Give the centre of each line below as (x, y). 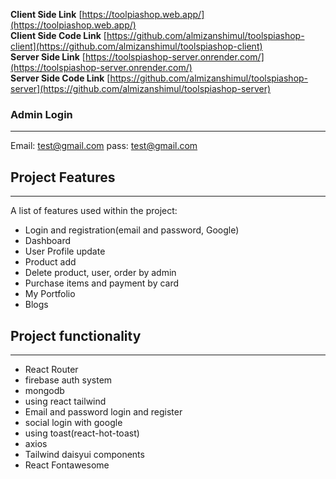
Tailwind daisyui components (84, 454)
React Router (51, 369)
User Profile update (65, 251)
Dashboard (48, 241)
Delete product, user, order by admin (100, 273)
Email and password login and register (103, 411)
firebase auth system (68, 380)
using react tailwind (65, 401)
